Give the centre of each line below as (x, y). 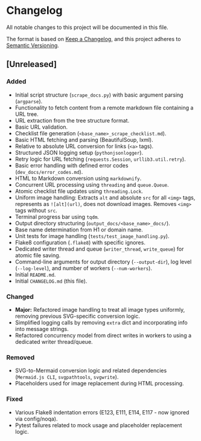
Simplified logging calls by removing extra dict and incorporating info (101, 322)
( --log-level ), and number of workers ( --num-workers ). (84, 268)
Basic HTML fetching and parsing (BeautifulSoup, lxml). (84, 140)
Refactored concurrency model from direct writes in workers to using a (103, 335)
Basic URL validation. (41, 127)
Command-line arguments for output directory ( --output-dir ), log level (103, 262)
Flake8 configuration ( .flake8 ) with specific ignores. (80, 242)
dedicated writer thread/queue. (54, 341)
